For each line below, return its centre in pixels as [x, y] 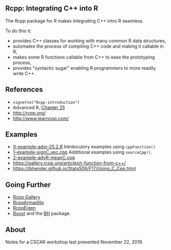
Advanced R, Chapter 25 [39, 107]
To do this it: [18, 31]
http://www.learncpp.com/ [41, 118]
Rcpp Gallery [26, 197]
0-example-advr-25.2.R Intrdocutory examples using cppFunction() [84, 147]
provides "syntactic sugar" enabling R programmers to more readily [84, 68]
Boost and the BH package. [42, 214]
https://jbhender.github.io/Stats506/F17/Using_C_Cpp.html [74, 168]
